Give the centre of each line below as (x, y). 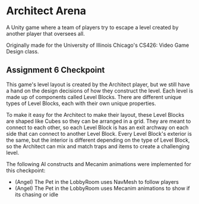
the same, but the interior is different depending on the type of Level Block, (98, 140)
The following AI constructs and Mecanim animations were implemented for (99, 164)
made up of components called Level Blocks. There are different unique (94, 97)
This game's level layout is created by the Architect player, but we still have (98, 84)
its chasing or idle (36, 195)
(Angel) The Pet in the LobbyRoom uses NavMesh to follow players (97, 181)
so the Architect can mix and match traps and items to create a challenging (98, 146)
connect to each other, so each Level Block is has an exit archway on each (97, 127)
